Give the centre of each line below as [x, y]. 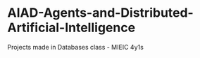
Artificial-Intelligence [71, 28]
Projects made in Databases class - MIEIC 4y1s [76, 47]
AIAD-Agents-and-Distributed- [100, 13]
